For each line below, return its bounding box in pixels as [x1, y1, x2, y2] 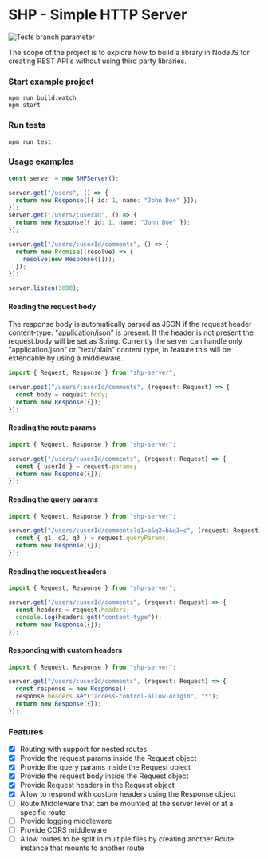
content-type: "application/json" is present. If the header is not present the [8, 328, 254, 337]
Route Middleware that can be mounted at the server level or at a [19, 798, 234, 808]
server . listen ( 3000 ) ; [8, 284, 81, 292]
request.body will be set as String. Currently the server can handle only [8, 336, 243, 346]
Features [8, 726, 44, 737]
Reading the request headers [8, 566, 107, 576]
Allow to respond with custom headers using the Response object [19, 789, 236, 799]
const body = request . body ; [15, 391, 109, 399]
